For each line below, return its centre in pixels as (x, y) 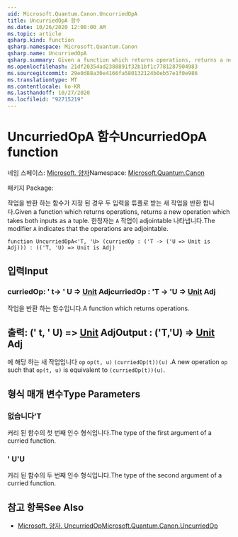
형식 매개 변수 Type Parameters (74, 394)
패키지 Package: (30, 188)
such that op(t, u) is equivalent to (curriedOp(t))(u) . (86, 370)
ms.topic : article (34, 34)
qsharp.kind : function (41, 40)
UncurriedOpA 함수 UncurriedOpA (107, 137)
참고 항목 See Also (46, 507)
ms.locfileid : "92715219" (45, 100)
